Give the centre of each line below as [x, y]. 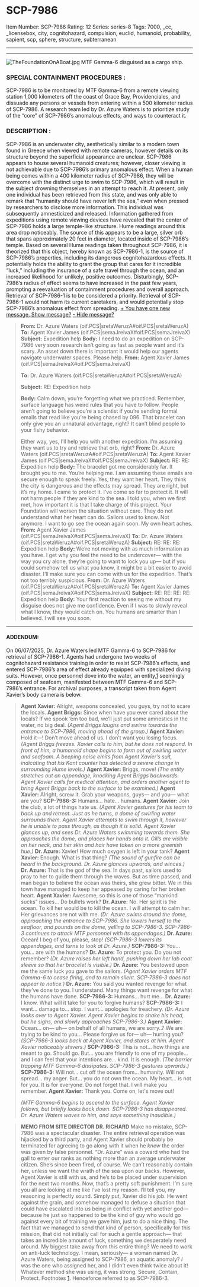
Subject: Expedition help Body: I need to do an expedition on [95, 339]
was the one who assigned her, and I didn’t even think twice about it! [104, 1265]
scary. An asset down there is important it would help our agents [99, 351]
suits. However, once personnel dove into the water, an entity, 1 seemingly [95, 675]
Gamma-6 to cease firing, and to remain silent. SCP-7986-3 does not [105, 977]
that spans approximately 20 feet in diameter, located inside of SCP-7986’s [97, 239]
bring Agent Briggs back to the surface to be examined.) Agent [98, 788]
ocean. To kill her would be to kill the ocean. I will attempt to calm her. [105, 908]
